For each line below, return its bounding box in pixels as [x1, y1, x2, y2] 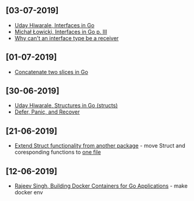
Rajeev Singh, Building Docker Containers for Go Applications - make [14, 182, 188, 189]
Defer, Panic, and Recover [14, 108, 80, 115]
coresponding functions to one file [14, 149, 102, 156]
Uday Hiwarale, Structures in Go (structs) [14, 102, 118, 109]
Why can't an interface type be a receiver [14, 34, 119, 42]
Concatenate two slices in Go [14, 68, 89, 75]
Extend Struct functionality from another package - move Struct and [14, 142, 185, 149]
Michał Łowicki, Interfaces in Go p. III [14, 28, 108, 35]
